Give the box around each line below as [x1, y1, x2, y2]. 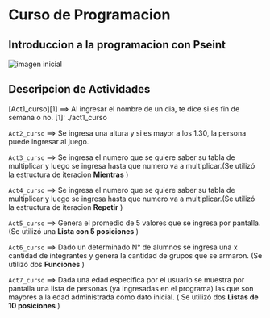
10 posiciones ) [8, 300, 60, 310]
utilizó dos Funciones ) [8, 259, 85, 269]
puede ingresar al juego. [8, 136, 89, 146]
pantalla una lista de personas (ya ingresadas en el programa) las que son [8, 283, 254, 293]
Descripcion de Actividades [8, 82, 151, 96]
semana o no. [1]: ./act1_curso [8, 112, 107, 122]
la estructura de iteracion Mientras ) [8, 169, 129, 179]
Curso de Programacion [8, 6, 171, 24]
